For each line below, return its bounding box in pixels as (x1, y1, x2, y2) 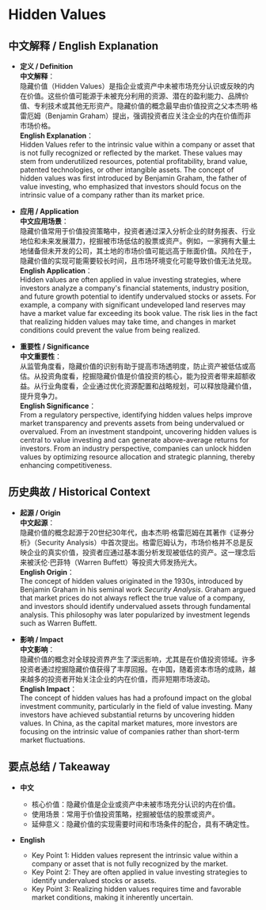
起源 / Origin (19, 508, 61, 517)
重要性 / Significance (19, 342, 89, 351)
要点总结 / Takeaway (8, 760, 111, 774)
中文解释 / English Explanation (8, 39, 159, 52)
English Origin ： (19, 567, 75, 577)
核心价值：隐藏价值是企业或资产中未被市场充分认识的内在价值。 (31, 799, 240, 809)
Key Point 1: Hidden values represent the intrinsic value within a (31, 850, 239, 860)
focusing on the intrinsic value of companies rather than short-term (19, 726, 240, 736)
